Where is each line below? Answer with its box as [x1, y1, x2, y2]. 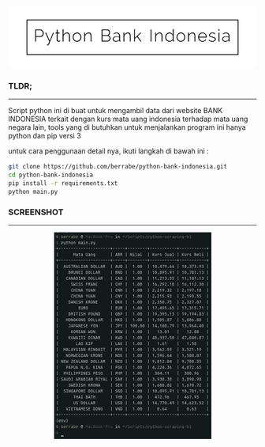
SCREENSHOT [8, 206, 64, 218]
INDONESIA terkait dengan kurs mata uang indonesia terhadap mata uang [8, 114, 248, 124]
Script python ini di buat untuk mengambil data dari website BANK [8, 106, 223, 116]
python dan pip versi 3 [8, 131, 81, 141]
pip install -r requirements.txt [8, 179, 118, 188]
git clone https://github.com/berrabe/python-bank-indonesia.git [8, 163, 227, 171]
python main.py [8, 188, 58, 195]
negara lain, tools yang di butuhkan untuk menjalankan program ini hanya [8, 123, 246, 132]
